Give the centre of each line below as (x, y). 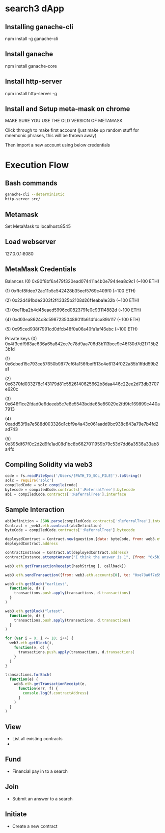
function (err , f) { (38, 688)
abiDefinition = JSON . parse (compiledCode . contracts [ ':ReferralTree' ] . (79, 521)
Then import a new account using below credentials (58, 145)
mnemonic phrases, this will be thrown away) (51, 136)
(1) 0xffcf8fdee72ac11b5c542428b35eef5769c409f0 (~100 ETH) (70, 290)
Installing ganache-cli (39, 27)
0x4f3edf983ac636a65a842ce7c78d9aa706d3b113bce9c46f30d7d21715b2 (82, 344)
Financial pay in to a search (40, 771)
